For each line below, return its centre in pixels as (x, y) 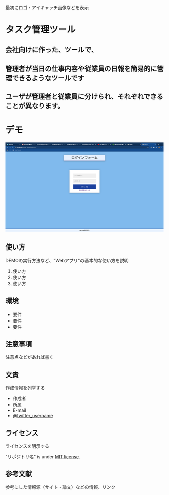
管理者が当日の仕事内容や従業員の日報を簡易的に (81, 68)
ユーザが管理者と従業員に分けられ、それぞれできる (84, 97)
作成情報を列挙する (25, 388)
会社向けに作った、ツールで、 (52, 50)
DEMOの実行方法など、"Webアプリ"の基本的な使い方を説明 (67, 260)
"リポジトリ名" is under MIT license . (43, 457)
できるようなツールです (48, 78)
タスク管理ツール (41, 30)
